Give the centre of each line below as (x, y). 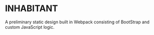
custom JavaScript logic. (30, 27)
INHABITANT (31, 9)
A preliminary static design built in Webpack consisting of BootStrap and (77, 22)
